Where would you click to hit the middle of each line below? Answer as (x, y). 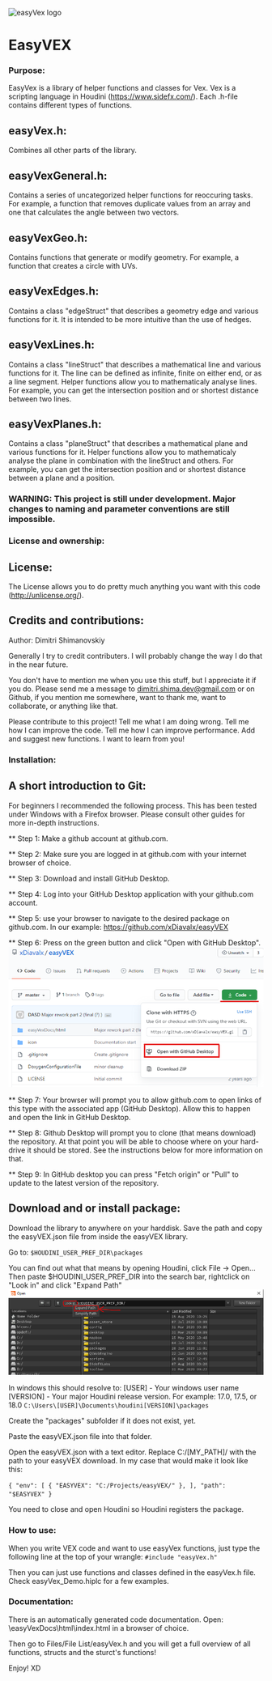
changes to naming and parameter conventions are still (119, 509)
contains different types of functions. (70, 105)
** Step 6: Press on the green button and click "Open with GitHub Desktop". (135, 942)
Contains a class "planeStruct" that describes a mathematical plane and (128, 444)
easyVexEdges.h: (54, 291)
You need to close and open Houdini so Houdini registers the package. (126, 1509)
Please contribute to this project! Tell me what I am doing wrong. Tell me (129, 721)
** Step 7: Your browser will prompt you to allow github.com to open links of (135, 1100)
